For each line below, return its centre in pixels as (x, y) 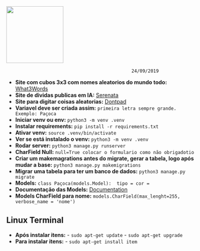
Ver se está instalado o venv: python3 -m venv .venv (82, 139)
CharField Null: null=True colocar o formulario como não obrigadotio (105, 152)
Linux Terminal (35, 220)
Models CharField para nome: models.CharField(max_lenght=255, (98, 196)
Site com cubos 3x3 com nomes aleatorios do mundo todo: (91, 82)
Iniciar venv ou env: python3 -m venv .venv (70, 120)
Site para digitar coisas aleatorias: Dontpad (71, 102)
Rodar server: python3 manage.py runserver (70, 146)
